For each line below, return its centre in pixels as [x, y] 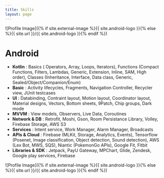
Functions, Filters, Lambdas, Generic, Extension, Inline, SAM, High [79, 72]
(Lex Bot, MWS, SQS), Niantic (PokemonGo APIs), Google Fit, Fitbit [80, 145]
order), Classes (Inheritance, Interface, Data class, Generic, [72, 77]
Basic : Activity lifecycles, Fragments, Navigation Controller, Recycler [82, 88]
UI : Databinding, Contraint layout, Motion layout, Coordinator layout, [82, 98]
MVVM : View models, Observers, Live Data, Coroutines [69, 114]
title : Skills [20, 10]
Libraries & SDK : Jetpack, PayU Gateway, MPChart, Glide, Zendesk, [82, 150]
